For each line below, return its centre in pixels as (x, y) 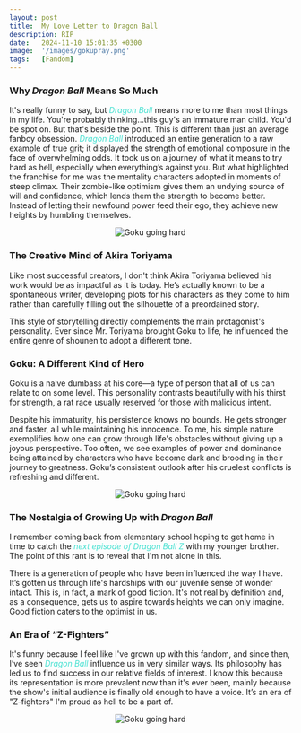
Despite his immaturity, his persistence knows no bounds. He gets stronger (148, 419)
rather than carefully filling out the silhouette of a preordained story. (134, 304)
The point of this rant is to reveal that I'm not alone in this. (116, 556)
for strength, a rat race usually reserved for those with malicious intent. (140, 402)
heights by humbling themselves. (70, 215)
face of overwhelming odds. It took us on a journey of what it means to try (146, 158)
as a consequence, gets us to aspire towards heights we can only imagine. (147, 602)
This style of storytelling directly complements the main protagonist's (138, 321)
